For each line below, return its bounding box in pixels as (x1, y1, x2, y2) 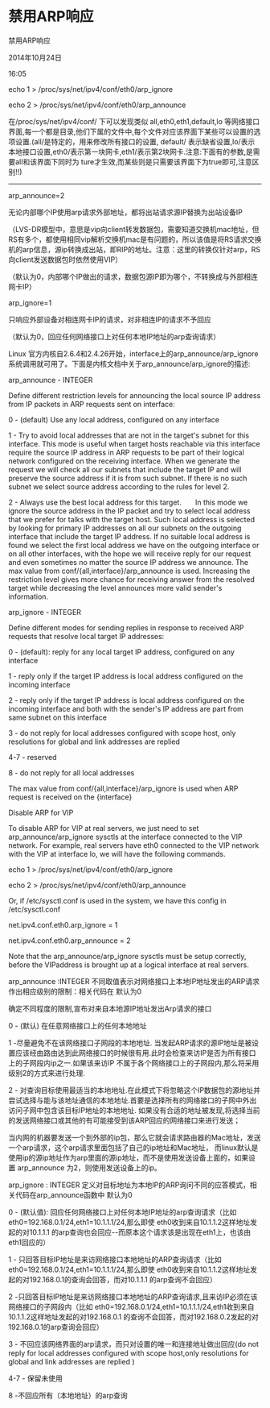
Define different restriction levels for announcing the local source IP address (8, 390, 261, 400)
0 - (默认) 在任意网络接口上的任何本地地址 (8, 1020, 147, 1030)
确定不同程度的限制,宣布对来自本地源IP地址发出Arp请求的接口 (8, 1003, 212, 1013)
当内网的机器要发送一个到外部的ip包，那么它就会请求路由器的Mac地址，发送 (8, 1132, 261, 1142)
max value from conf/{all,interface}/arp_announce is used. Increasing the (8, 566, 251, 575)
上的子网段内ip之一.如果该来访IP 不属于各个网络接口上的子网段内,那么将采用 (8, 1057, 260, 1068)
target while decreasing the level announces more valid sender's (8, 583, 223, 592)
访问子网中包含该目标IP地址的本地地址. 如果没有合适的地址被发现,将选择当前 (8, 1105, 260, 1115)
